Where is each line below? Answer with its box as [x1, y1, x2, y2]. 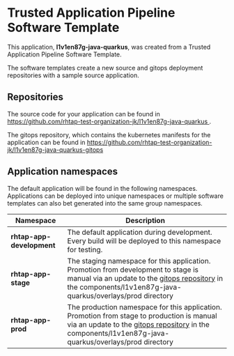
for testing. [67, 245, 103, 254]
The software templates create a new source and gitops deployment [7, 63, 203, 72]
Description [125, 215, 166, 225]
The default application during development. [67, 227, 212, 237]
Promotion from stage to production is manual [67, 311, 217, 320]
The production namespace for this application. [67, 302, 222, 311]
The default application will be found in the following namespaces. [7, 184, 198, 192]
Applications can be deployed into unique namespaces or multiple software [7, 192, 224, 200]
